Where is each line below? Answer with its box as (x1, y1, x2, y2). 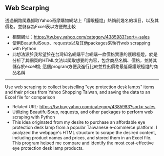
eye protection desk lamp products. (12, 145, 84, 151)
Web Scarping (5, 4, 49, 12)
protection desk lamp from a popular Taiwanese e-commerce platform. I (12, 124, 157, 130)
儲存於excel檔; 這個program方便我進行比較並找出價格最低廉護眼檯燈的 (12, 63, 154, 69)
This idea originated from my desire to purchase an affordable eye (12, 119, 145, 125)
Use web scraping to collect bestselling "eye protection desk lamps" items (5, 84, 155, 90)
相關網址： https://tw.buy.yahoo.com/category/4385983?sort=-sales (12, 34, 150, 39)
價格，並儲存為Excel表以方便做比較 (5, 23, 76, 29)
